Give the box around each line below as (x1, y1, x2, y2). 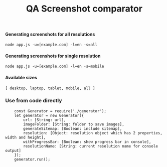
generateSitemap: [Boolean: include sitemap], (23, 126, 122, 131)
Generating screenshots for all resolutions (5, 31, 95, 37)
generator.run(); (14, 156, 51, 162)
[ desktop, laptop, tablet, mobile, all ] (5, 86, 95, 91)
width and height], (5, 135, 46, 140)
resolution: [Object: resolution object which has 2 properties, (23, 130, 163, 135)
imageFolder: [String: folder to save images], (23, 121, 124, 127)
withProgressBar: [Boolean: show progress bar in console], (23, 139, 151, 144)
